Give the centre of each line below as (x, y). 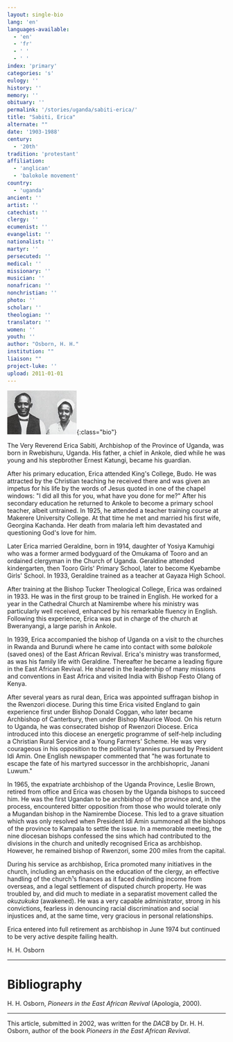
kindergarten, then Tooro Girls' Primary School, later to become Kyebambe (114, 568)
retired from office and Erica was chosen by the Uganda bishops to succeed (116, 791)
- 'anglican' (32, 169)
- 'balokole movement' (46, 176)
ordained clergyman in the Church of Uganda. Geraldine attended (101, 561)
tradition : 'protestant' (43, 154)
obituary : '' (26, 103)
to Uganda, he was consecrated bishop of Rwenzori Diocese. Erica (103, 726)
